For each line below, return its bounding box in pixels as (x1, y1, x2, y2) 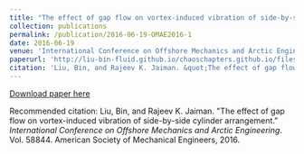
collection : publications (9, 22, 107, 31)
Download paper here (9, 87, 90, 99)
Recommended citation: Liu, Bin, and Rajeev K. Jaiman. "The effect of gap (9, 105, 285, 116)
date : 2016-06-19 (9, 38, 75, 48)
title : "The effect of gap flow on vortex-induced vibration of (9, 13, 257, 23)
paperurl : (9, 55, 47, 64)
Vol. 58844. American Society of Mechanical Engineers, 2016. (9, 134, 241, 145)
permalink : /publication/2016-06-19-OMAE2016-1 (9, 30, 193, 39)
